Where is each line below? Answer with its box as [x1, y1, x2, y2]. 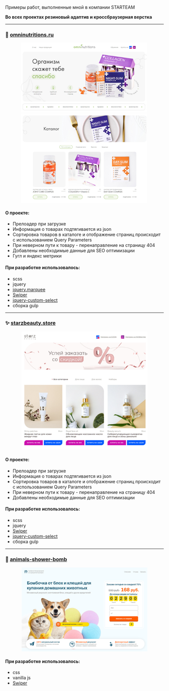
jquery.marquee [12, 286, 46, 292]
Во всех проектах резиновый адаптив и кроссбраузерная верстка [5, 14, 152, 20]
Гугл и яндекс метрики [12, 253, 62, 259]
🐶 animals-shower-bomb [5, 556, 67, 563]
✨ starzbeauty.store [5, 319, 56, 326]
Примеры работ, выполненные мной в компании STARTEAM [5, 5, 135, 10]
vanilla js [12, 675, 31, 681]
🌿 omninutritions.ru [5, 31, 54, 38]
